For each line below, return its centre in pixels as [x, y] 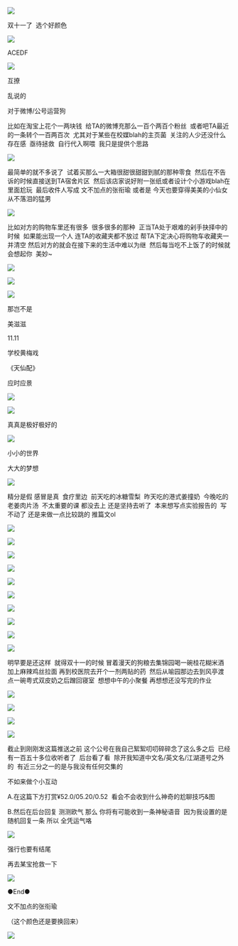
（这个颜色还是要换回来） [45, 921]
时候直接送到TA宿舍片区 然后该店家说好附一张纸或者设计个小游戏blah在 [125, 181]
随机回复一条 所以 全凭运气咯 [50, 821]
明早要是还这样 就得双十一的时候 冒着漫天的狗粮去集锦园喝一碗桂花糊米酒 [116, 663]
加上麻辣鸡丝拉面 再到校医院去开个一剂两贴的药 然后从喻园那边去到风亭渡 [116, 672]
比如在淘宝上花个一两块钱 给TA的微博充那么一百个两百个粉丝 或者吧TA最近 [118, 126]
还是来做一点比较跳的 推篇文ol [71, 514]
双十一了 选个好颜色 [37, 25]
